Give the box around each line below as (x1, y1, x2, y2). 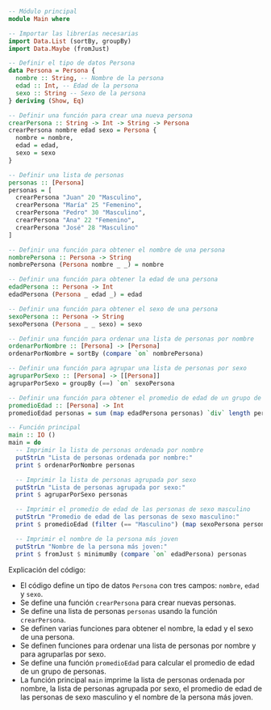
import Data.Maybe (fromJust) (8, 44, 110, 53)
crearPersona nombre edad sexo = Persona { (8, 126, 157, 134)
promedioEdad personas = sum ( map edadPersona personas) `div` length (8, 409, 251, 417)
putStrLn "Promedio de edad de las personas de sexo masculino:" (15, 513, 240, 522)
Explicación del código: (8, 564, 86, 574)
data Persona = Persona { (8, 66, 95, 75)
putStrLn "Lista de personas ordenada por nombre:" (15, 454, 194, 462)
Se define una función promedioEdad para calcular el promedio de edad (19, 657, 256, 667)
